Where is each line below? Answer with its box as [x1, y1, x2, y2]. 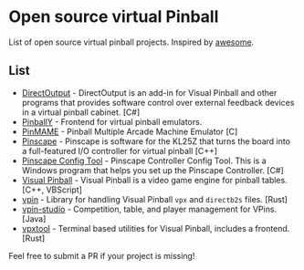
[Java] [21, 213, 47, 224]
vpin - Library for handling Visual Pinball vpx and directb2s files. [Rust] [21, 193, 288, 204]
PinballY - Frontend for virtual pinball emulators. [21, 116, 203, 127]
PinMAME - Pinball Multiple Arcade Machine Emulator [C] [21, 126, 238, 137]
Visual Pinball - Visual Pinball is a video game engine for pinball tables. [21, 174, 288, 185]
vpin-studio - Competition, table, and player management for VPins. [21, 203, 278, 214]
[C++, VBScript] [21, 184, 83, 195]
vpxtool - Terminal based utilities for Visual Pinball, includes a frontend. [21, 223, 290, 234]
